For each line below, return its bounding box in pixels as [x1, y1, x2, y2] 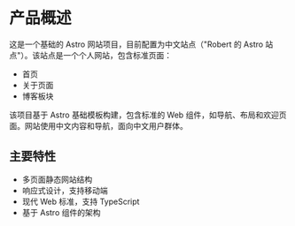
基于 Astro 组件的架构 [21, 207, 101, 217]
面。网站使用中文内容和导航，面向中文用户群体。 [9, 120, 188, 131]
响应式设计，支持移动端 [21, 185, 108, 195]
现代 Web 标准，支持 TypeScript [21, 196, 140, 207]
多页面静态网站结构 [21, 174, 93, 185]
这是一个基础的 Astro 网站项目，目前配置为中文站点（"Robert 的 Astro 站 [9, 39, 274, 49]
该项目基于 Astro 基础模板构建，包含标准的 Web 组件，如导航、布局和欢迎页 [9, 109, 287, 120]
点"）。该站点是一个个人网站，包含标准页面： [9, 49, 173, 60]
